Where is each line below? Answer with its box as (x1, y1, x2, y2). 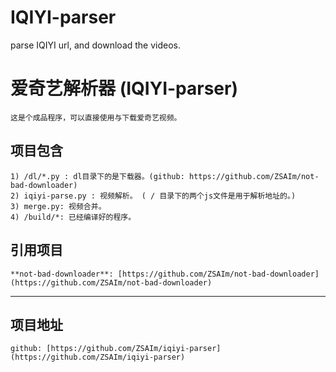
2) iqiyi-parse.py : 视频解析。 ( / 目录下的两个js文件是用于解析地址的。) (10, 191, 297, 201)
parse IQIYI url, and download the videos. (10, 39, 182, 51)
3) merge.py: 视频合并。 (10, 201, 107, 211)
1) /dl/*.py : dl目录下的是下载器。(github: (10, 171, 185, 181)
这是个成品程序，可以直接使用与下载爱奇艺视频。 (10, 112, 182, 123)
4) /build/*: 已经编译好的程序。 (10, 212, 137, 222)
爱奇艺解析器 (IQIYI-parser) (10, 77, 238, 100)
